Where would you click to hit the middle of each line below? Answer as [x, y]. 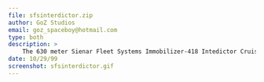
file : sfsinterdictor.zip [50, 15]
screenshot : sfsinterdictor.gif [61, 66]
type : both [26, 37]
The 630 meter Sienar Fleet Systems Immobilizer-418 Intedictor [130, 52]
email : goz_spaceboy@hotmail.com [63, 30]
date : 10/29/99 [33, 59]
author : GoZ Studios [42, 23]
